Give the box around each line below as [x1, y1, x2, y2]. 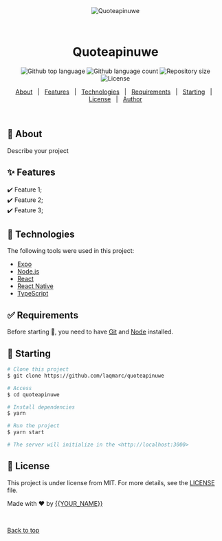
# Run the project [7, 422, 60, 429]
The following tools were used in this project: [7, 247, 135, 255]
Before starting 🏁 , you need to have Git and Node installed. [7, 327, 174, 336]
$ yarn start [7, 429, 45, 436]
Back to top [7, 526, 40, 534]
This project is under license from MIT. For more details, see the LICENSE [7, 478, 215, 487]
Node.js [16, 267, 40, 276]
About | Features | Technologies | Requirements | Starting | [15, 88, 212, 96]
